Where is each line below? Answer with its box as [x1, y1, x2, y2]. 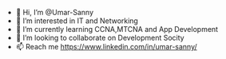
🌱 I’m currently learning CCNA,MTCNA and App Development [15, 25, 218, 33]
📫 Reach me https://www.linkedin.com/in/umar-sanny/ [15, 42, 197, 51]
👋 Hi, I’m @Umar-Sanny [15, 8, 94, 17]
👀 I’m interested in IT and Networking [15, 16, 138, 26]
